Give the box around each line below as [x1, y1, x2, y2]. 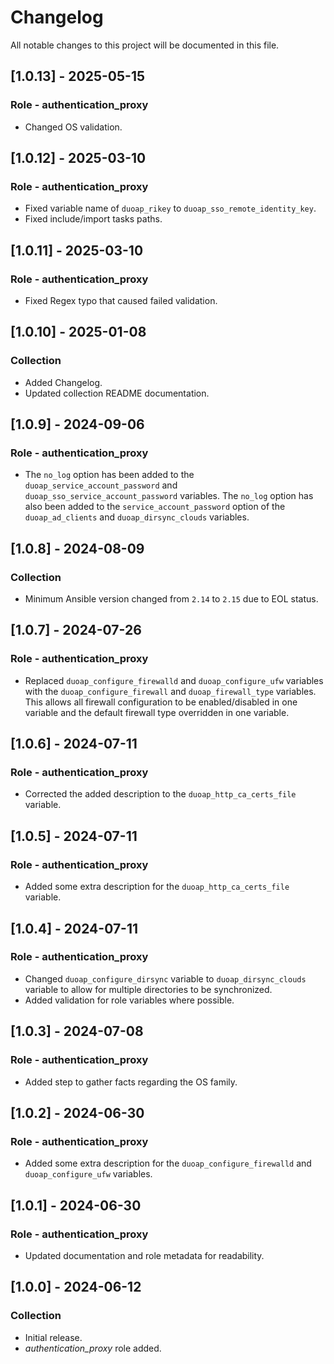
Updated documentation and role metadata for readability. [24, 1249, 265, 1261]
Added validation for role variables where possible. [24, 994, 235, 1006]
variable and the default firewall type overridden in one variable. [24, 706, 290, 718]
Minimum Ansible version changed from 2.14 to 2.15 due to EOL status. [24, 593, 319, 605]
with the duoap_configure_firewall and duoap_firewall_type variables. [24, 685, 317, 697]
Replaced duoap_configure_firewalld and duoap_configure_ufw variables [24, 674, 324, 686]
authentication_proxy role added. [24, 1342, 162, 1354]
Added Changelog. [24, 376, 103, 388]
